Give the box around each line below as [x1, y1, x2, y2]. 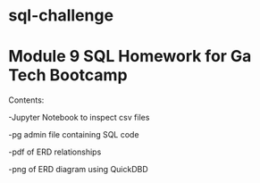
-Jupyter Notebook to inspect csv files [8, 112, 150, 123]
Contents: [8, 95, 45, 105]
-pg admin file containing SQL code [8, 129, 139, 140]
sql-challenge [8, 5, 113, 26]
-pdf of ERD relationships [8, 146, 102, 157]
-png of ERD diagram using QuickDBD [8, 164, 148, 175]
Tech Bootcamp [8, 65, 128, 86]
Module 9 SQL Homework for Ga [8, 46, 252, 67]
